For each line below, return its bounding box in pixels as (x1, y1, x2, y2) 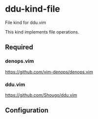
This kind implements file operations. (5, 29, 79, 35)
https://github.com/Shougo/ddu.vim (5, 92, 77, 98)
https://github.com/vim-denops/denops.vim (5, 69, 94, 75)
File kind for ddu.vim (5, 20, 46, 25)
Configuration (5, 106, 49, 115)
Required (5, 43, 33, 52)
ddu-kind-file (5, 3, 60, 15)
